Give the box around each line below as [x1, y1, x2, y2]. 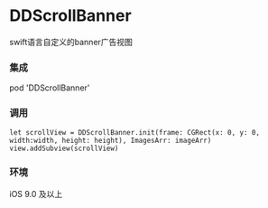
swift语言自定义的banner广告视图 [9, 36, 134, 47]
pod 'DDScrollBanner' [9, 82, 90, 93]
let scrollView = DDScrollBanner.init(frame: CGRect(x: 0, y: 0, [9, 128, 260, 137]
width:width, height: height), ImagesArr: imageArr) [9, 136, 212, 145]
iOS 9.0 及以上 [9, 188, 63, 199]
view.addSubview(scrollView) [9, 144, 119, 153]
